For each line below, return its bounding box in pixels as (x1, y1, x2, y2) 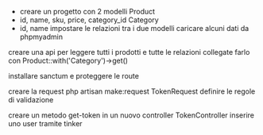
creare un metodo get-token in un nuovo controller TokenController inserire (8, 110, 254, 120)
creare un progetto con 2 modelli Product (19, 7, 156, 16)
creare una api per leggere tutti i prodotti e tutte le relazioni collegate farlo (8, 48, 250, 56)
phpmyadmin (19, 32, 64, 41)
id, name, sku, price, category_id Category (19, 15, 159, 25)
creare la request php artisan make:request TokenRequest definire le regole (8, 87, 256, 96)
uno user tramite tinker (8, 119, 83, 128)
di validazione (8, 95, 54, 104)
